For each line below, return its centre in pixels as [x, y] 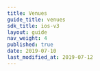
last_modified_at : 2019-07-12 [50, 57]
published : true [30, 45]
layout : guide [27, 32]
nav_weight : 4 [27, 39]
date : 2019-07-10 [32, 51]
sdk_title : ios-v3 [33, 26]
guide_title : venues [37, 20]
